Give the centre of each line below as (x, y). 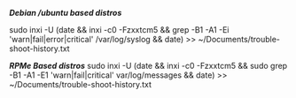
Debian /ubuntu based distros (66, 13)
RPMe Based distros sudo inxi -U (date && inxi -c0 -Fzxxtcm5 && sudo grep (148, 66)
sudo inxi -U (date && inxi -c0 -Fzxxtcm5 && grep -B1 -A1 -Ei (119, 30)
